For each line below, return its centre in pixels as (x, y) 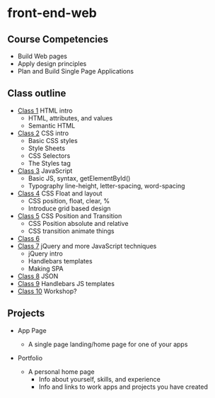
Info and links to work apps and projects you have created (123, 387)
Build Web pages (42, 56)
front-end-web (52, 13)
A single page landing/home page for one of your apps (108, 344)
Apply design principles (52, 64)
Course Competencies (58, 39)
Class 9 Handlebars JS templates (66, 283)
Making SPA (46, 268)
